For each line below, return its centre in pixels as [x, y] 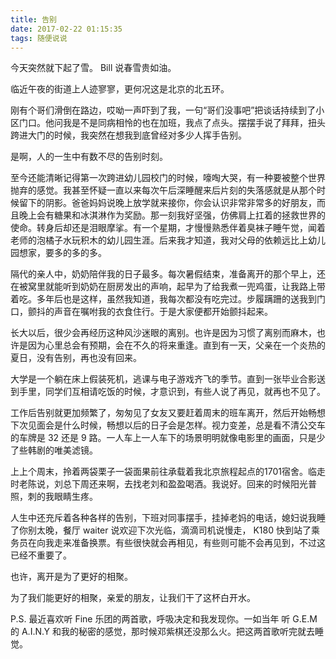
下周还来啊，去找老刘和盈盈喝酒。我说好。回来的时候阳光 [189, 484]
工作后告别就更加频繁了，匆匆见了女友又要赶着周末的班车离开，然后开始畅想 [168, 413]
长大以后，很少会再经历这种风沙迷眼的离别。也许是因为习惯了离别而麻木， [163, 333]
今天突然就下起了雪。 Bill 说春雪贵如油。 [93, 68]
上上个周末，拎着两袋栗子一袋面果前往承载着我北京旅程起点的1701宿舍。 [159, 472]
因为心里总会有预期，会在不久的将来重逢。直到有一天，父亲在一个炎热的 [176, 345]
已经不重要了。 [41, 555]
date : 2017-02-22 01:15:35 [66, 29]
